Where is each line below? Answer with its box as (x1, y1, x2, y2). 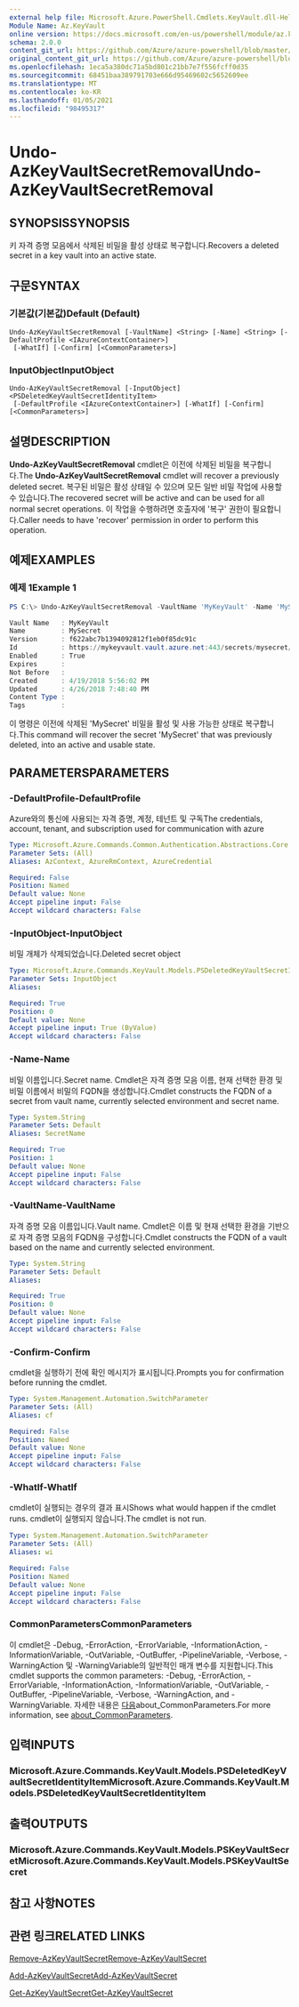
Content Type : (9, 693, 66, 702)
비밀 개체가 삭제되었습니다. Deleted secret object (9, 948, 181, 959)
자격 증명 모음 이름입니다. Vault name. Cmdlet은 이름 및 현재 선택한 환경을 (9, 1221, 266, 1231)
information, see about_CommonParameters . (9, 1709, 174, 1720)
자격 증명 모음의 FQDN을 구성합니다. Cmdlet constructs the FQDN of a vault (18, 1231, 287, 1242)
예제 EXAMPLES (9, 552, 96, 568)
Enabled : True (9, 651, 86, 661)
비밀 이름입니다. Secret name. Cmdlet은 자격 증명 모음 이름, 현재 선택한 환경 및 (9, 1074, 283, 1085)
